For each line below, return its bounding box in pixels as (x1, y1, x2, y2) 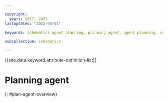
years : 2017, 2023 (9, 16, 48, 21)
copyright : (5, 11, 28, 16)
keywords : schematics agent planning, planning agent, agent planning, (5, 30, 157, 35)
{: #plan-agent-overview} (5, 91, 57, 97)
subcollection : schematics (5, 39, 61, 44)
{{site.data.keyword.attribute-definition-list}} (5, 57, 97, 63)
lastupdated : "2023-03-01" (5, 21, 61, 26)
